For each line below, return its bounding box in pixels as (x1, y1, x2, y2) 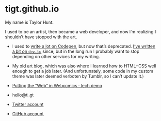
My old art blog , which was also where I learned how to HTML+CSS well (12, 63, 157, 69)
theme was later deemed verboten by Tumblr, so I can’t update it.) (12, 73, 144, 79)
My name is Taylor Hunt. (5, 19, 54, 25)
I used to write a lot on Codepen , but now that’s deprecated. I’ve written (12, 43, 156, 49)
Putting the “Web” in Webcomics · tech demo (12, 82, 103, 88)
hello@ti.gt (12, 92, 34, 98)
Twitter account (12, 101, 44, 107)
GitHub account (12, 110, 44, 117)
